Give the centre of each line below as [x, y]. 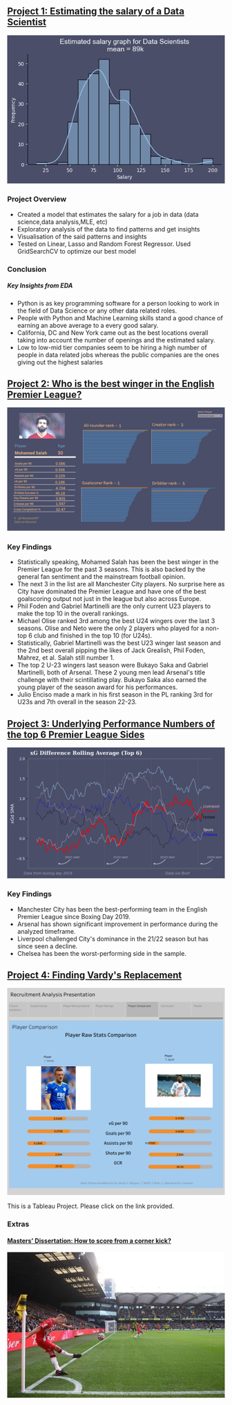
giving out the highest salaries [60, 362]
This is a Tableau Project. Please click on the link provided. [91, 1206]
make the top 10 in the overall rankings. [73, 613]
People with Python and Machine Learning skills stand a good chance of [120, 317]
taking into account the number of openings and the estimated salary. [116, 340]
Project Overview [37, 199]
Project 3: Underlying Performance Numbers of [111, 724]
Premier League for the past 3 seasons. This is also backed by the [111, 569]
